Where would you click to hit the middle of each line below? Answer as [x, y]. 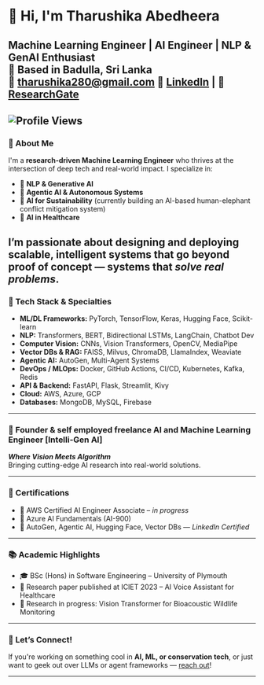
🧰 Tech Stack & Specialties [60, 301]
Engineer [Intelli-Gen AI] [55, 440]
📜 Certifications [39, 493]
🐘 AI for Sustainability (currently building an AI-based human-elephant [135, 201]
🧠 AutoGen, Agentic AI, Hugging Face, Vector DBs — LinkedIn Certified [134, 527]
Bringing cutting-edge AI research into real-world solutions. [104, 465]
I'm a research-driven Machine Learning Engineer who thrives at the [121, 160]
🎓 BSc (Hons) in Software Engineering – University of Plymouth [123, 575]
